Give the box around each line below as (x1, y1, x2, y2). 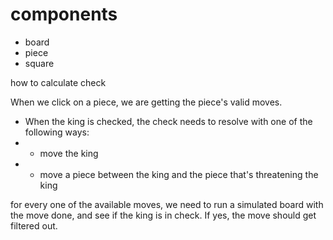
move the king (39, 147, 99, 159)
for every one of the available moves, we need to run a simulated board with (10, 198, 324, 210)
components (10, 3, 118, 26)
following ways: (24, 126, 90, 138)
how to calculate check (10, 76, 107, 88)
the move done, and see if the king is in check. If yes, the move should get (10, 209, 317, 221)
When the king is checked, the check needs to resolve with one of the (24, 115, 313, 127)
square (24, 57, 55, 69)
